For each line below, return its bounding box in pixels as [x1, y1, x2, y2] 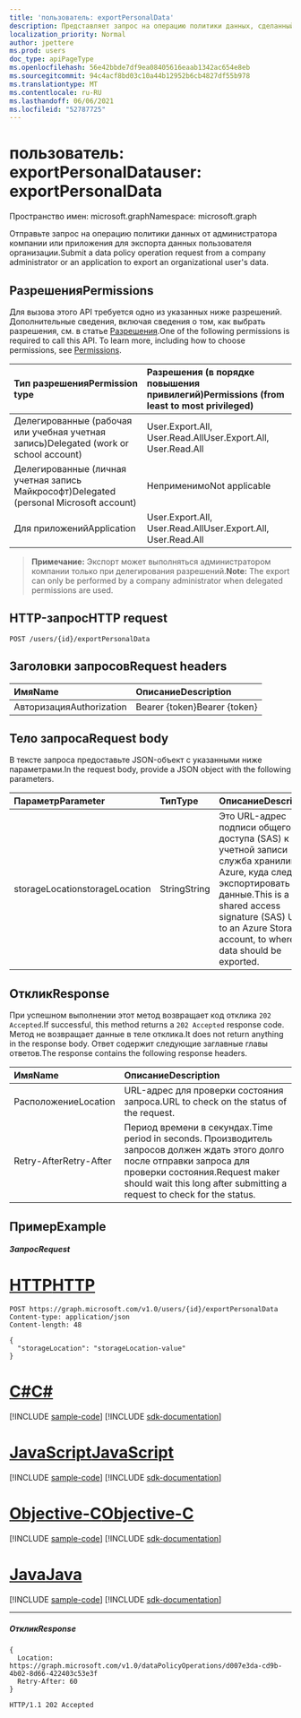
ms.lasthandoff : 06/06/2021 [9, 96, 115, 106]
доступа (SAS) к [219, 832, 289, 845]
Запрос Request [9, 1244, 71, 1255]
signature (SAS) [219, 911, 287, 923]
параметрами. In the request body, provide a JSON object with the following [9, 764, 291, 775]
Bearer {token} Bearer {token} [135, 700, 258, 713]
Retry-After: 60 [17, 1677, 78, 1686]
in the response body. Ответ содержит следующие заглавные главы [9, 1038, 269, 1049]
